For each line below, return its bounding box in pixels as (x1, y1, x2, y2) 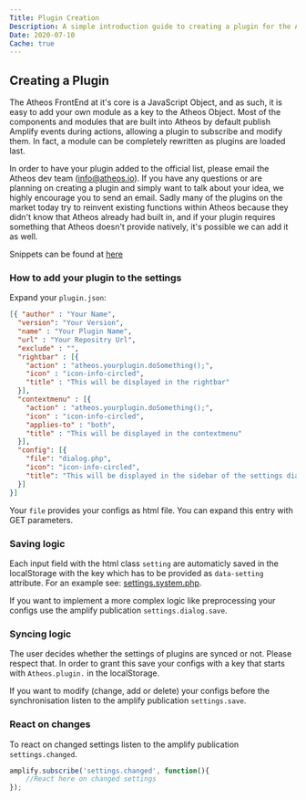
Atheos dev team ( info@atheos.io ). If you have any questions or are (9, 173, 262, 184)
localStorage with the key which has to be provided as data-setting (9, 567, 264, 578)
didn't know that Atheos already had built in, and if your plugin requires (9, 212, 276, 223)
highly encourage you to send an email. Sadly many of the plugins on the (9, 193, 283, 204)
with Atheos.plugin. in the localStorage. (9, 668, 160, 679)
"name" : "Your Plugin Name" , (17, 327, 132, 336)
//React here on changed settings (25, 774, 157, 784)
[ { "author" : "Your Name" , (9, 310, 117, 320)
